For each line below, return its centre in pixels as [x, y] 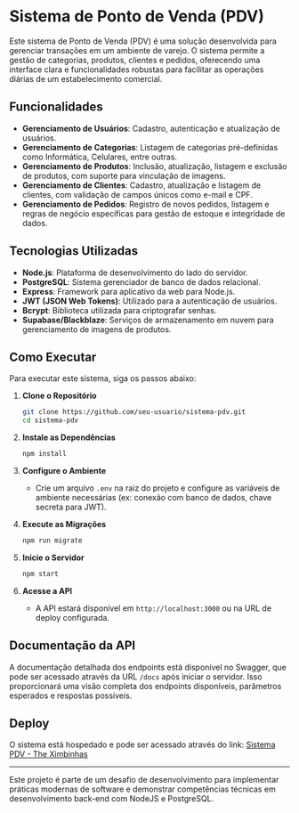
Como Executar [53, 357]
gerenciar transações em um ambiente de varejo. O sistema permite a [137, 50]
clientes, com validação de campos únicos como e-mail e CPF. [137, 194]
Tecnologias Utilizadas [74, 251]
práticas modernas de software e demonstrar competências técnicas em [142, 789]
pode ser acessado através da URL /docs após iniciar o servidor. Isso [136, 676]
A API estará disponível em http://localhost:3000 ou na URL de [154, 608]
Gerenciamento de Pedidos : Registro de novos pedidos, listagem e [145, 204]
